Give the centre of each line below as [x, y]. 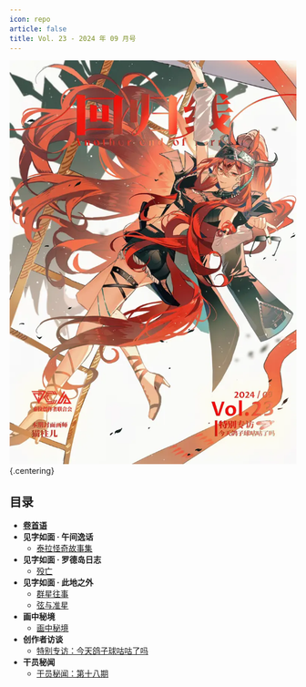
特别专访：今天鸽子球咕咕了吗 [92, 651]
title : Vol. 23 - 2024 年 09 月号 [73, 38]
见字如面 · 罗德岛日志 [62, 559]
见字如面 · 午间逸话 [58, 537]
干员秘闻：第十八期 [72, 673]
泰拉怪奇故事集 [64, 549]
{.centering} [32, 471]
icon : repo [30, 19]
